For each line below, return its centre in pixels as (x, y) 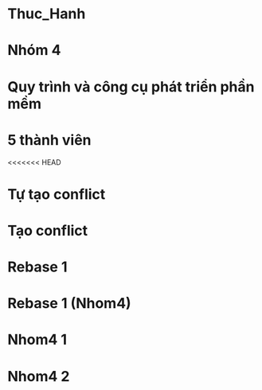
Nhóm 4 (34, 51)
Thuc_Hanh (47, 14)
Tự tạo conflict (57, 194)
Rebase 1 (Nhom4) (70, 304)
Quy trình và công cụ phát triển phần (131, 86)
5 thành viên (50, 140)
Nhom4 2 (39, 376)
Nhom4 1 (37, 340)
